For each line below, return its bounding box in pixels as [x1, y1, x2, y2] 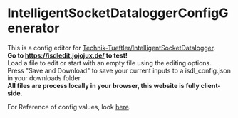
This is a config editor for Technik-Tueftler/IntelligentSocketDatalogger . [7, 43, 216, 52]
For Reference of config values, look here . [7, 102, 131, 111]
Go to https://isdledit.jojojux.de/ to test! [7, 51, 128, 60]
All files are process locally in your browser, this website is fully [7, 81, 200, 90]
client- [200, 81, 221, 90]
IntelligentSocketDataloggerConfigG [7, 5, 229, 21]
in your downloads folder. [7, 73, 82, 82]
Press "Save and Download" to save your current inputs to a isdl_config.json [7, 66, 232, 75]
